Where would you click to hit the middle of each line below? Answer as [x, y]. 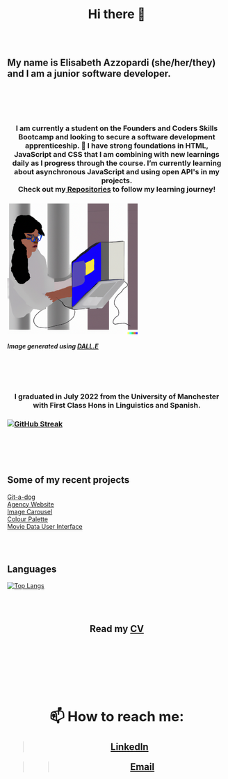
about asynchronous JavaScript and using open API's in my [117, 171]
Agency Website [31, 504]
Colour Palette [28, 519]
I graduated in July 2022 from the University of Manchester [117, 396]
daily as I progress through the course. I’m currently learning [117, 163]
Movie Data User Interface [45, 526]
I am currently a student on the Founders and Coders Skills [117, 128]
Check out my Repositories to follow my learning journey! [117, 189]
